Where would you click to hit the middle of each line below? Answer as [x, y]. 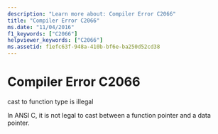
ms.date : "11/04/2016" [41, 27]
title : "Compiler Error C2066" [54, 21]
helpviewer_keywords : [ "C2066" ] [55, 40]
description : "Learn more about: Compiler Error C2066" [92, 14]
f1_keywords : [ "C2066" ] [43, 34]
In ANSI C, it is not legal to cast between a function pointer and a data [109, 115]
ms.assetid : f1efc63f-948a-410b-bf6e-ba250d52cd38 [84, 47]
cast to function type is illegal [50, 101]
